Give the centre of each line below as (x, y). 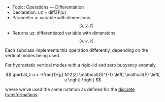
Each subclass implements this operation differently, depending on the (77, 50)
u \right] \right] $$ (83, 80)
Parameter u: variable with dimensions (51, 17)
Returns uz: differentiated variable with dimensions (64, 33)
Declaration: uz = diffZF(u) (39, 12)
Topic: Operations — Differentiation (48, 7)
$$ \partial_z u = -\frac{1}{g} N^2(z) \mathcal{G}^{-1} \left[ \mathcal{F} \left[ (83, 74)
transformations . (22, 95)
